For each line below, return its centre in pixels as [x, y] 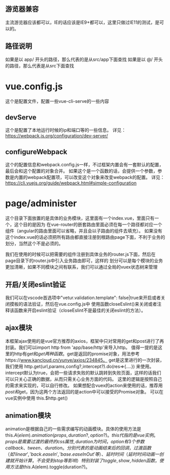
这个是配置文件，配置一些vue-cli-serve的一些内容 [57, 101]
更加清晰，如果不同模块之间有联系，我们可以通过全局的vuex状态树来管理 [81, 267]
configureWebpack [36, 152]
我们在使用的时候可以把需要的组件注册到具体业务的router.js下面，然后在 [80, 254]
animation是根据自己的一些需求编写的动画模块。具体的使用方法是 [73, 429]
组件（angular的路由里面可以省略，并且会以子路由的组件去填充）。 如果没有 [84, 231]
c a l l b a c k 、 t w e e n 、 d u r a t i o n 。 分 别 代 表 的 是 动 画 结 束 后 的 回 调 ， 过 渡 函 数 [78, 448]
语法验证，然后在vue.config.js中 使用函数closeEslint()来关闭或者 [90, 304]
